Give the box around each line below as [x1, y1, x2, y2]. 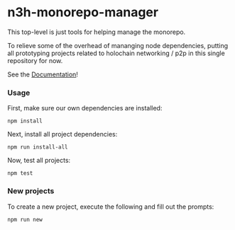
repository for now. [7, 56, 63, 64]
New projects [7, 186, 55, 196]
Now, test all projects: [7, 156, 71, 165]
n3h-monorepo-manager [7, 4, 158, 21]
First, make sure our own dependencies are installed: [7, 104, 163, 113]
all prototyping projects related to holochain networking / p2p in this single [7, 49, 225, 57]
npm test [7, 170, 33, 177]
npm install [7, 117, 43, 125]
